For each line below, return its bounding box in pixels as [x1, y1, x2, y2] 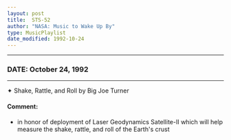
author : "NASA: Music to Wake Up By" [7, 23, 115, 30]
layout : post [7, 10, 45, 17]
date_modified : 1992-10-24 [7, 36, 85, 43]
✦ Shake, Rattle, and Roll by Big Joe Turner [7, 86, 129, 95]
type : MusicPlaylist [7, 29, 67, 36]
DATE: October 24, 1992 [7, 65, 89, 74]
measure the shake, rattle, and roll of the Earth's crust [16, 125, 170, 133]
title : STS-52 [7, 16, 51, 23]
